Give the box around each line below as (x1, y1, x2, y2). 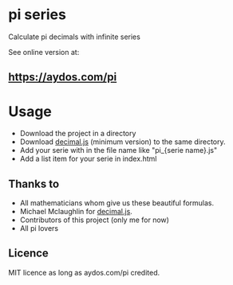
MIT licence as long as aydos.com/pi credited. (8, 267, 160, 277)
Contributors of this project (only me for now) (19, 215, 170, 224)
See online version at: (8, 47, 80, 57)
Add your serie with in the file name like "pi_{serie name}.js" (19, 146, 218, 155)
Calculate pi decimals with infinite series (8, 32, 141, 41)
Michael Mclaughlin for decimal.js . (19, 207, 133, 217)
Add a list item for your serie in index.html (19, 154, 157, 164)
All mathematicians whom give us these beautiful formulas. (19, 198, 215, 208)
